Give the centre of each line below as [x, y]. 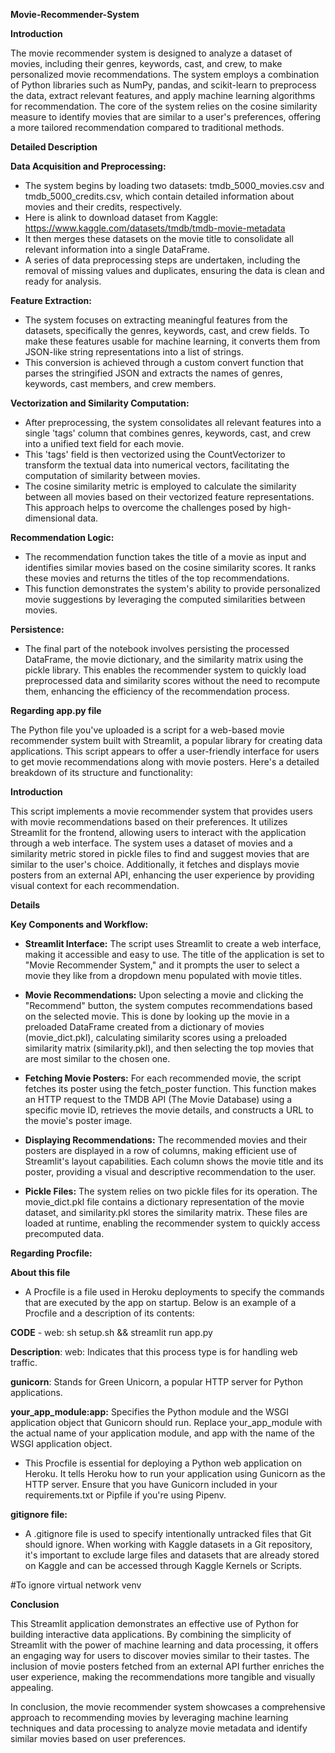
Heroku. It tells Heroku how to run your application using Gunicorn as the [175, 1473]
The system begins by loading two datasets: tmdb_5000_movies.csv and [174, 185]
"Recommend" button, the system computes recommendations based [168, 1005]
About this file [40, 1272]
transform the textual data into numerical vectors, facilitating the [157, 465]
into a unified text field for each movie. [104, 443]
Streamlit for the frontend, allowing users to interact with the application [158, 832]
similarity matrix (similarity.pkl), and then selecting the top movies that [169, 1048]
